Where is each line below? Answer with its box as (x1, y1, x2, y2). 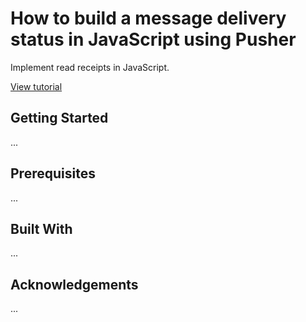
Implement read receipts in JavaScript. (10, 61, 170, 73)
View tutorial (10, 80, 63, 92)
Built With (10, 220, 73, 237)
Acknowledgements (10, 276, 139, 293)
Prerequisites (10, 165, 96, 182)
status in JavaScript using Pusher (10, 28, 297, 51)
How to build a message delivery (10, 7, 287, 30)
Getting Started (10, 110, 109, 127)
